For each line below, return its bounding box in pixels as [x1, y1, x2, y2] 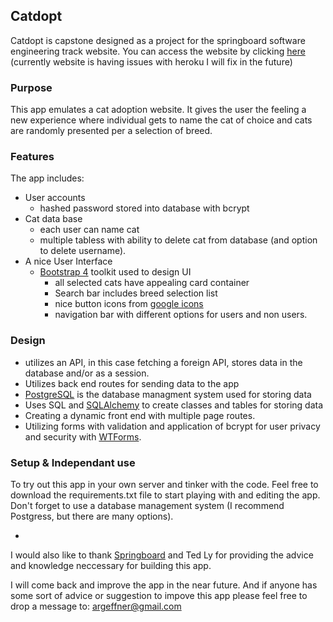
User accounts [24, 192, 86, 204]
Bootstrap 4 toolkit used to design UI [39, 266, 192, 278]
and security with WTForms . [24, 430, 142, 443]
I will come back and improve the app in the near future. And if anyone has [10, 579, 318, 591]
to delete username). [39, 245, 127, 257]
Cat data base [24, 213, 83, 225]
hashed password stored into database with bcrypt [39, 202, 250, 214]
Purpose [10, 80, 53, 94]
